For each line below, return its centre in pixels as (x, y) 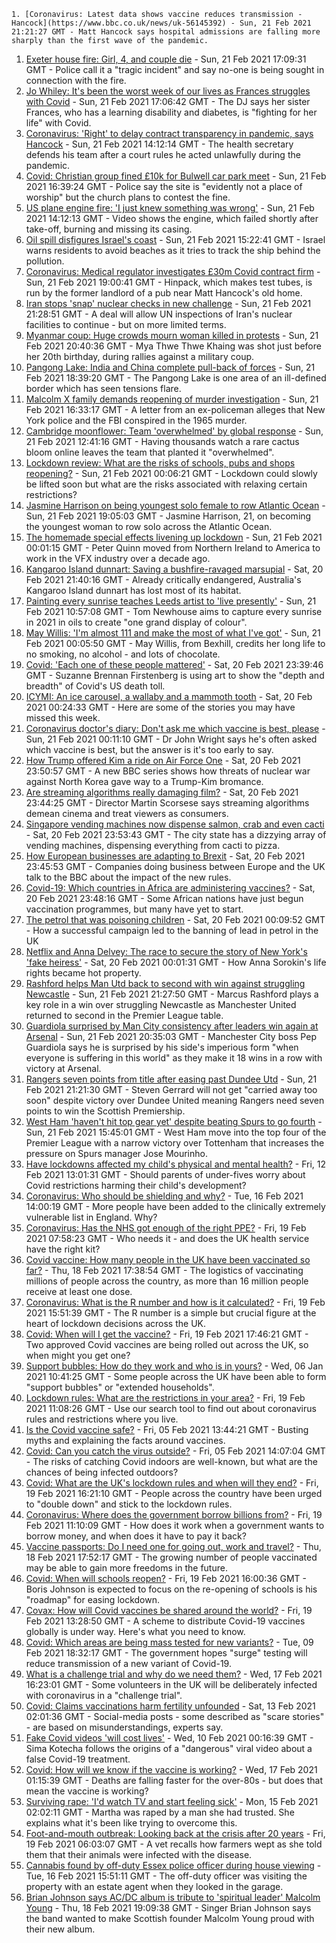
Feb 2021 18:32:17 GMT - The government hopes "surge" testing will (166, 1653)
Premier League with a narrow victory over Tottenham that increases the (175, 1143)
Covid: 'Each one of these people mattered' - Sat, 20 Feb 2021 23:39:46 (174, 664)
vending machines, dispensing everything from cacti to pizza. (153, 845)
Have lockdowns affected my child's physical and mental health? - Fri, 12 (176, 1164)
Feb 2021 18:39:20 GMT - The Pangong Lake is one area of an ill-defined (176, 378)
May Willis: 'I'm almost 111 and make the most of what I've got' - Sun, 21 (173, 633)
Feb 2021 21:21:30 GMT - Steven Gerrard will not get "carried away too (171, 1089)
